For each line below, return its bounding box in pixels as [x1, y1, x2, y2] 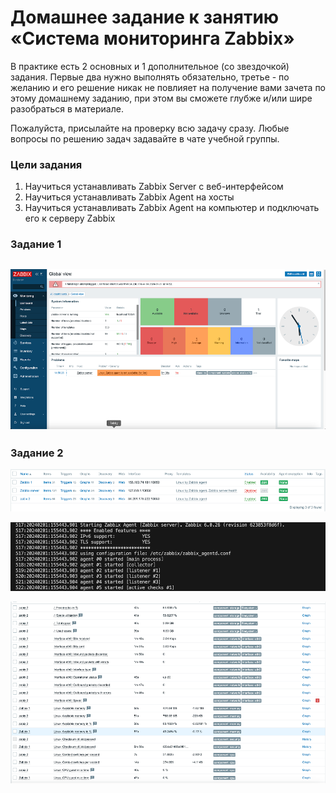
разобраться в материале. [10, 102, 124, 115]
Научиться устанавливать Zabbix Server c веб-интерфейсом [24, 181, 284, 193]
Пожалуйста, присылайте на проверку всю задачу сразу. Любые [10, 122, 290, 134]
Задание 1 [10, 237, 62, 251]
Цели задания [10, 157, 83, 171]
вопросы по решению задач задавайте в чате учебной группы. [10, 132, 280, 145]
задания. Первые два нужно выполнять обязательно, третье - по [10, 71, 290, 83]
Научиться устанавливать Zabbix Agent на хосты [24, 191, 235, 203]
